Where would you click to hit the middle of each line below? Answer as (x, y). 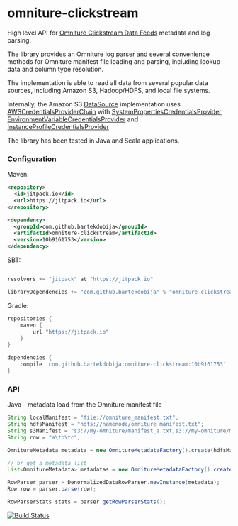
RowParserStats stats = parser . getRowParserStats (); (87, 502)
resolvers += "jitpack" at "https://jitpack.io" (80, 279)
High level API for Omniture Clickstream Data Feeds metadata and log (109, 33)
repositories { (30, 318)
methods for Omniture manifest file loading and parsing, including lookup (114, 61)
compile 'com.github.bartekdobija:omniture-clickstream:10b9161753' (123, 365)
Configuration (32, 159)
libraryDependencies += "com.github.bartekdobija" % (87, 292)
